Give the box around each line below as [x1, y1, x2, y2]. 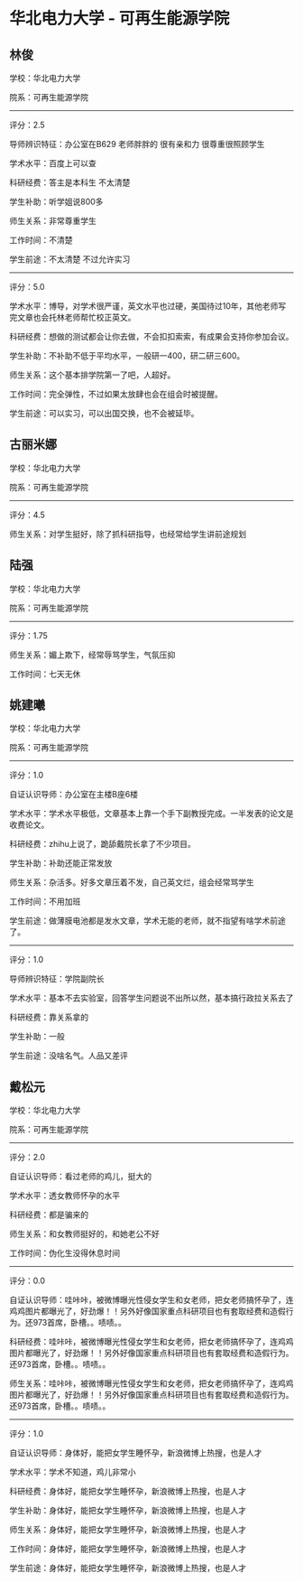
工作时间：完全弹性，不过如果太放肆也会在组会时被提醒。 [9, 389, 223, 399]
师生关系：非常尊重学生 [9, 216, 96, 226]
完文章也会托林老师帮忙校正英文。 [9, 312, 136, 322]
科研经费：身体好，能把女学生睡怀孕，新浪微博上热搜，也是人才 [9, 1486, 246, 1497]
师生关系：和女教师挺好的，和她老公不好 [9, 1229, 160, 1240]
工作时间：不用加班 [9, 896, 81, 907]
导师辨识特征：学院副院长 [9, 973, 105, 984]
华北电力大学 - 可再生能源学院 [9, 8, 230, 29]
